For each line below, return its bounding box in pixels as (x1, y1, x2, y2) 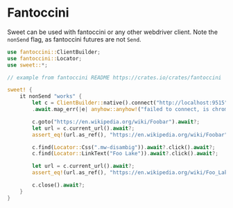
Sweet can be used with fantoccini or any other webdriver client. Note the (7, 28, 218, 36)
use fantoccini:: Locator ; (7, 55, 82, 62)
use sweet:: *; (7, 61, 49, 69)
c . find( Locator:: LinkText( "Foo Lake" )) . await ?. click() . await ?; (32, 150, 218, 157)
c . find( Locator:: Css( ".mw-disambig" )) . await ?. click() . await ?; (32, 144, 216, 150)
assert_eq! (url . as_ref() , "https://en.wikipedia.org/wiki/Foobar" (32, 131, 228, 138)
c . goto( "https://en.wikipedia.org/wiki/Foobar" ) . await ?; (32, 118, 200, 125)
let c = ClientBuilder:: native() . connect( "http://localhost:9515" (32, 99, 228, 107)
